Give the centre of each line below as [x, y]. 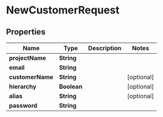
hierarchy [23, 87]
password [23, 106]
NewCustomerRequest [63, 10]
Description [105, 48]
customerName [31, 77]
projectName [28, 58]
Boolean [71, 87]
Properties [26, 32]
